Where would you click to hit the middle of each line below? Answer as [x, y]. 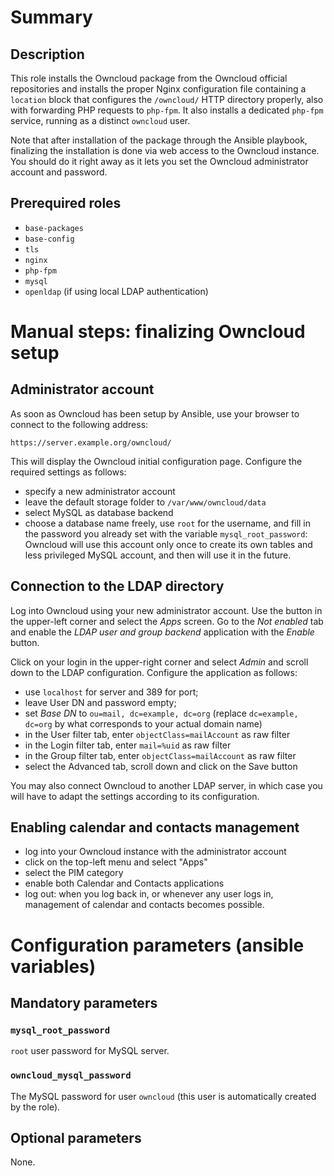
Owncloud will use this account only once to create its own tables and [168, 544]
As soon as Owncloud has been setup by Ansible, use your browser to [155, 413]
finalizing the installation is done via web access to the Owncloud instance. [165, 150]
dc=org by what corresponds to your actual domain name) [143, 723]
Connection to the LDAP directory [117, 586]
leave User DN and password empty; [100, 702]
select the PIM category [74, 873]
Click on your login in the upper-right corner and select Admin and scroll [159, 662]
